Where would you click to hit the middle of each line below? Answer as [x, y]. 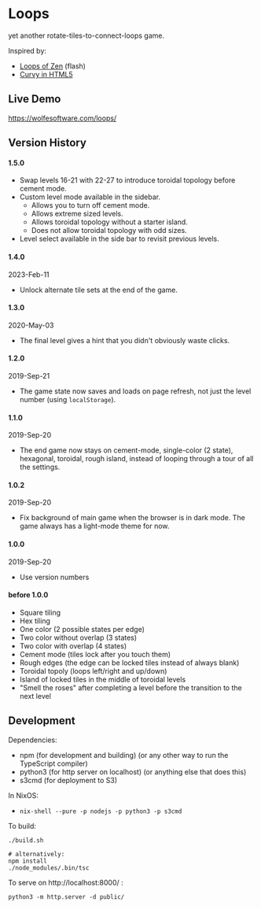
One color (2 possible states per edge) [82, 629]
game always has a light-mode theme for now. [94, 526]
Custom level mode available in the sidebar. [90, 197]
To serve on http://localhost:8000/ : [66, 882]
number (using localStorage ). [68, 399]
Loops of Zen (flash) [53, 66]
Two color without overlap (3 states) [78, 637]
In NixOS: [24, 795]
